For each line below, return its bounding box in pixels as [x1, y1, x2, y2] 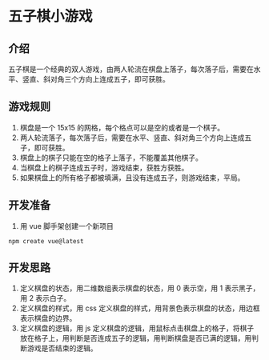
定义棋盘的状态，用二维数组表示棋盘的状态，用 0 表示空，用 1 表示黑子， [19, 283, 260, 293]
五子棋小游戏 [8, 7, 94, 26]
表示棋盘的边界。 [19, 314, 77, 323]
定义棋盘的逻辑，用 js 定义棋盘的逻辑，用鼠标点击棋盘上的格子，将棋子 [19, 323, 255, 333]
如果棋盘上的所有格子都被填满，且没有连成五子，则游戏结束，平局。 [19, 173, 245, 182]
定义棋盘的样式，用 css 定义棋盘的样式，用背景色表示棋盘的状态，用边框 [19, 303, 260, 313]
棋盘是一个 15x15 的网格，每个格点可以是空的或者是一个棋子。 [19, 122, 225, 132]
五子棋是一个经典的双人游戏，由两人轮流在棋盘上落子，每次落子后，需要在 [8, 65, 254, 74]
